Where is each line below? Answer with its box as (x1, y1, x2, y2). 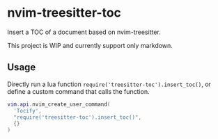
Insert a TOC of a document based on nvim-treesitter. (7, 28, 162, 36)
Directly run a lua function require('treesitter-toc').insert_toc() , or (7, 80, 211, 88)
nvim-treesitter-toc (7, 5, 122, 21)
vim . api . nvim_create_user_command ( (7, 101, 111, 108)
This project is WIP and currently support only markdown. (7, 41, 173, 49)
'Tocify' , (13, 107, 42, 114)
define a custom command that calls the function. (7, 87, 150, 95)
